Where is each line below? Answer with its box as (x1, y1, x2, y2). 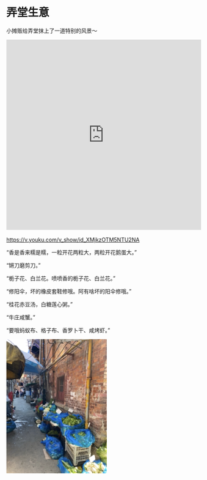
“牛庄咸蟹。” (6, 313, 35, 321)
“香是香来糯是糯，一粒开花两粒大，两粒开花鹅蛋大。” (6, 248, 137, 256)
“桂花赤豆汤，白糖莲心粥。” (6, 300, 73, 308)
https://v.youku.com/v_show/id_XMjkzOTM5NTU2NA (6, 236, 140, 243)
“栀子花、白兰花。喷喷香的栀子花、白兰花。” (6, 275, 116, 282)
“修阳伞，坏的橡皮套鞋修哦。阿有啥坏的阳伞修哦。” (6, 287, 132, 295)
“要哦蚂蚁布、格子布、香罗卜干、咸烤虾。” (6, 327, 111, 334)
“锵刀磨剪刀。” (6, 261, 41, 269)
